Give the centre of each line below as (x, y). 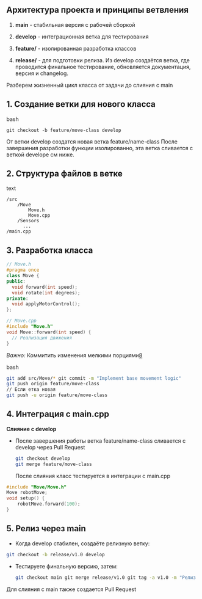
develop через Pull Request (50, 447)
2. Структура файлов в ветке (65, 174)
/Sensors (28, 221)
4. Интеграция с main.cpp (58, 414)
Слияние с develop (31, 429)
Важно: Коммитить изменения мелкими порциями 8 (74, 355)
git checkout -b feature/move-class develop (64, 130)
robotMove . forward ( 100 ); (49, 504)
